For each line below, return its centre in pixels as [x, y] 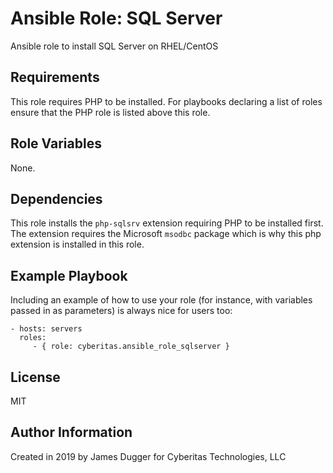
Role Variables [56, 143]
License [35, 377]
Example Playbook [69, 275]
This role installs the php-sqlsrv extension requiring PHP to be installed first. [167, 223]
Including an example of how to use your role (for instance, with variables [161, 300]
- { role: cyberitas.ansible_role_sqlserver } [131, 347]
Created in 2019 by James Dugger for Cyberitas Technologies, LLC [148, 456]
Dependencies [56, 198]
